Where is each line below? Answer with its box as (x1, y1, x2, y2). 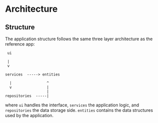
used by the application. (5, 113, 54, 118)
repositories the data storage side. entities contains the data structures (5, 107, 153, 113)
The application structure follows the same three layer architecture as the (5, 36, 153, 42)
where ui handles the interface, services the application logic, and (5, 102, 139, 108)
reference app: (5, 41, 35, 47)
